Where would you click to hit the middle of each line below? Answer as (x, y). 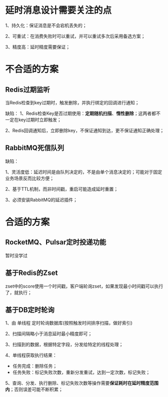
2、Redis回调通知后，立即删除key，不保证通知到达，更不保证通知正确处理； (85, 130)
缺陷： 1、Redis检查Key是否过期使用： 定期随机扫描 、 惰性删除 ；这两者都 (81, 113)
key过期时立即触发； (40, 120)
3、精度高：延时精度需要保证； (38, 47)
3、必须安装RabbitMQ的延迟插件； (41, 200)
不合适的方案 (32, 69)
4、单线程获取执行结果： (31, 355)
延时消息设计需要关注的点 (59, 10)
